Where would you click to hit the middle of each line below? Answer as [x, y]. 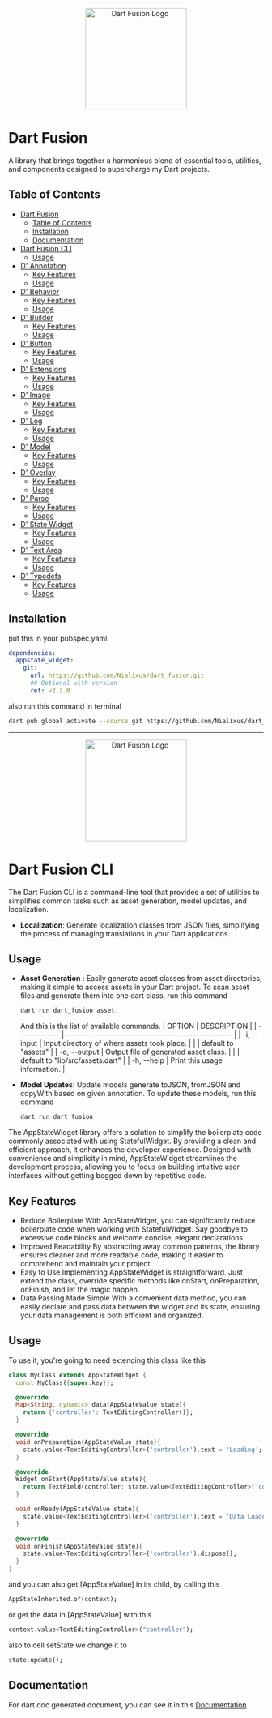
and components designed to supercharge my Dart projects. [109, 169]
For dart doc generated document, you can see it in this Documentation [127, 1705]
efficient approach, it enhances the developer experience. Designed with [130, 1150]
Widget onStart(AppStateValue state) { [81, 1480]
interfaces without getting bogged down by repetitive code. [108, 1176]
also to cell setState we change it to [68, 1645]
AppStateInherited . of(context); [63, 1600]
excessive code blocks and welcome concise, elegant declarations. [132, 1238]
